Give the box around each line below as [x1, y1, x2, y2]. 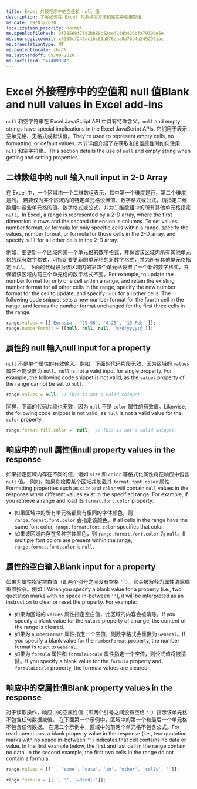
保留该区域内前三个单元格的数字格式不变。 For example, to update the [6, 271, 174, 278]
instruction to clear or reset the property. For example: [6, 599, 137, 606]
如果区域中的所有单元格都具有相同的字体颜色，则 [14, 509, 133, 516]
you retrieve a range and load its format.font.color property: [6, 497, 154, 504]
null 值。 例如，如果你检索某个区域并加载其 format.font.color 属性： [6, 478, 175, 485]
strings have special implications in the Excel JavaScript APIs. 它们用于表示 [6, 125, 188, 132]
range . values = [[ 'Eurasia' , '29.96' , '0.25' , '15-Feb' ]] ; [6, 320, 157, 326]
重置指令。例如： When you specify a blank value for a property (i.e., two [6, 586, 182, 593]
